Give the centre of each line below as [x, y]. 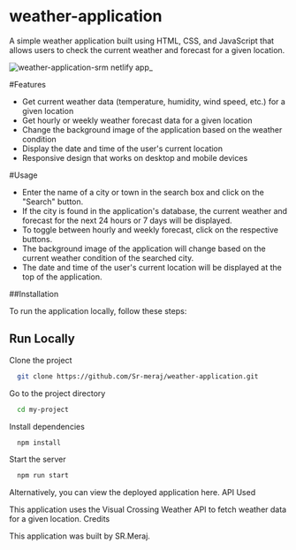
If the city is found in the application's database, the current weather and [155, 210]
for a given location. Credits [60, 519]
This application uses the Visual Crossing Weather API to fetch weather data [148, 509]
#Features [28, 84]
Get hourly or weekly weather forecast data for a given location [137, 120]
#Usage [23, 175]
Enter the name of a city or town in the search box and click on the [143, 192]
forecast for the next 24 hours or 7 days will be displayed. [127, 220]
